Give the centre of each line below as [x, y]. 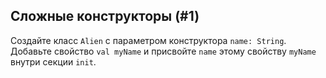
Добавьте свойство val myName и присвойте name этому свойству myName [163, 51]
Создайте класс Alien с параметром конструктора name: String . [148, 40]
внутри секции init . [53, 61]
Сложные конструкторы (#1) [105, 16]
